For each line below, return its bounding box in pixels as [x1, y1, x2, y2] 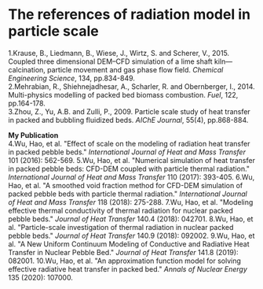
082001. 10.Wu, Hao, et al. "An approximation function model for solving [8, 256, 242, 265]
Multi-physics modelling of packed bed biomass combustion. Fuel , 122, [8, 90, 239, 99]
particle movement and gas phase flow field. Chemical [46, 65, 224, 74]
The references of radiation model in [8, 6, 251, 24]
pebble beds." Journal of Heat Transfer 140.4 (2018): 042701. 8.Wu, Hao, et [8, 214, 254, 224]
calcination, [8, 65, 46, 74]
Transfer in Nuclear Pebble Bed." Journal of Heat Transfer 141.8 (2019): [8, 247, 239, 257]
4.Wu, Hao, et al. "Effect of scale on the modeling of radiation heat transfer [8, 139, 250, 148]
